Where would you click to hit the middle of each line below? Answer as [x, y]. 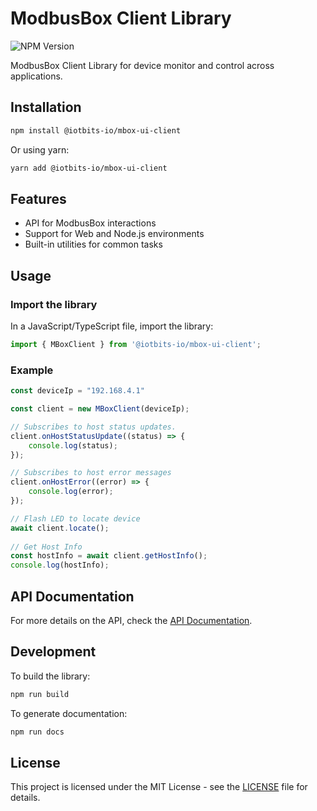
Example [32, 370]
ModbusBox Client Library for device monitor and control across [142, 65]
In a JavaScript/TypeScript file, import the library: [112, 326]
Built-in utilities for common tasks [93, 244]
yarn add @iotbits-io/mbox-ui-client [89, 168]
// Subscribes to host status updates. [93, 427]
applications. [36, 76]
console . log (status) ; [73, 445]
